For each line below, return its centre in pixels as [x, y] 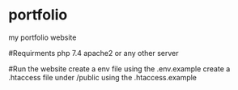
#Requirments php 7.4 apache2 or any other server [93, 53]
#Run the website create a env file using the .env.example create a [119, 69]
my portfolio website [42, 37]
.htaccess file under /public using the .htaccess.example [102, 77]
